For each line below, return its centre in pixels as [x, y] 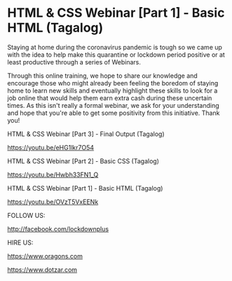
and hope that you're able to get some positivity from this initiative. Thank [114, 113]
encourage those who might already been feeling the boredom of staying [113, 83]
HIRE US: [20, 242]
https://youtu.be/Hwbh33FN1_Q [53, 174]
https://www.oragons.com [45, 256]
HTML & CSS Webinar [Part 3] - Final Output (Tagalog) [86, 134]
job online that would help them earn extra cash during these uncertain [110, 98]
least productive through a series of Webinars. [74, 62]
